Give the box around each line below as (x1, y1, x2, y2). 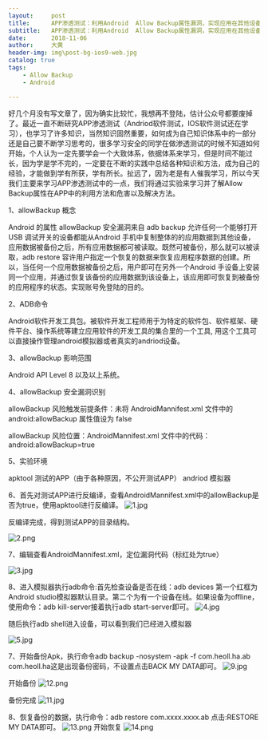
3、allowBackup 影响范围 (8, 353, 92, 362)
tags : (8, 64, 26, 72)
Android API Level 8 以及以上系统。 (8, 370, 124, 379)
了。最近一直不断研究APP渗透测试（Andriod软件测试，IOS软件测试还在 (8, 118, 242, 128)
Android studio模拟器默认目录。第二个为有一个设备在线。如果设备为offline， (8, 592, 259, 601)
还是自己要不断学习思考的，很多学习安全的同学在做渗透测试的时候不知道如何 (8, 138, 260, 148)
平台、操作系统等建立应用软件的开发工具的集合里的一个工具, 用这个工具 (14, 326, 250, 335)
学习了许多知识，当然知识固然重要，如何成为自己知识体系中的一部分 (32, 129, 257, 138)
